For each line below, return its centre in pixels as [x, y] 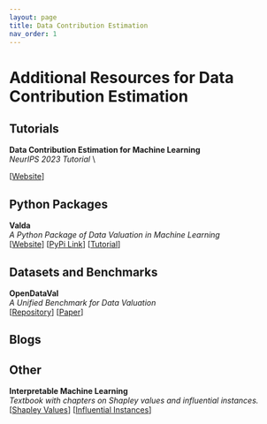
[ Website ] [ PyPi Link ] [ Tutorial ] [65, 245]
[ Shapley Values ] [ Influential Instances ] [80, 410]
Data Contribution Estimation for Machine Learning [105, 150]
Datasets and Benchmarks [84, 272]
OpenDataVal [34, 293]
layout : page [33, 17]
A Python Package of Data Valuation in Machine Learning [115, 235]
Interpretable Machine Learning [69, 391]
